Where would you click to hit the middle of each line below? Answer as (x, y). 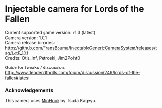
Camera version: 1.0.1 (26, 38)
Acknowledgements (29, 90)
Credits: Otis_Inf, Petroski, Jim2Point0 (43, 58)
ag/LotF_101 (16, 53)
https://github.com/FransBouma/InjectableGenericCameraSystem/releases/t (81, 48)
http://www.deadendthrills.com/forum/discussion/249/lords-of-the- (73, 72)
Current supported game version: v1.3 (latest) (50, 32)
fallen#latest (17, 78)
